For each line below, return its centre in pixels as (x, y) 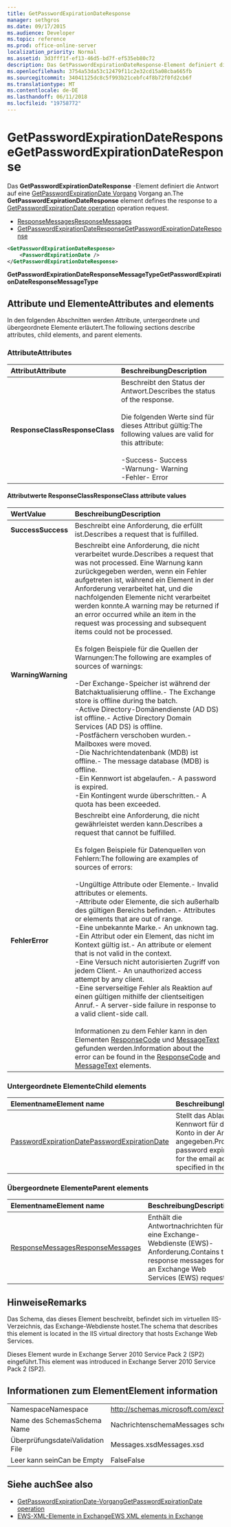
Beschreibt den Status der (163, 382)
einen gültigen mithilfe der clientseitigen (139, 996)
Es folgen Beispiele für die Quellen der (136, 649)
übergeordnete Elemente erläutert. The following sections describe (101, 328)
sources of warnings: (109, 666)
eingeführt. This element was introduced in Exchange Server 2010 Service (111, 1362)
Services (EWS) (173, 1278)
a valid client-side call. (111, 1014)
